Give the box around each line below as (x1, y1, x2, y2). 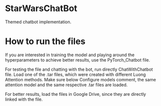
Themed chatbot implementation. (5, 19, 72, 25)
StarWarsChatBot (5, 3, 78, 14)
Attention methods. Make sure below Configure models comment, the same (5, 76, 156, 82)
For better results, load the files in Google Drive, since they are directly (5, 91, 146, 97)
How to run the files (5, 36, 86, 47)
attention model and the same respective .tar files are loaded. (5, 82, 128, 88)
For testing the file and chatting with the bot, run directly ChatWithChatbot (5, 66, 153, 72)
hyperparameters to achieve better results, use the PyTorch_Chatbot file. (5, 57, 150, 63)
